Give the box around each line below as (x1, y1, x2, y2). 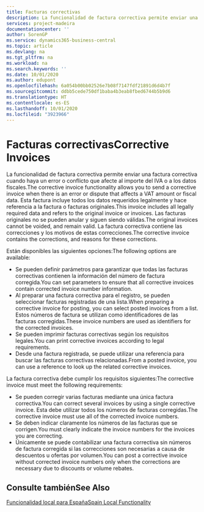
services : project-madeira (6, 20, 75, 26)
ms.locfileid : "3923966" (6, 111, 70, 117)
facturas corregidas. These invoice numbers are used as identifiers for (15, 318, 191, 325)
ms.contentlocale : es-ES (6, 100, 70, 106)
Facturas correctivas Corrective (6, 137, 169, 152)
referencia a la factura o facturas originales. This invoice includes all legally (6, 203, 194, 211)
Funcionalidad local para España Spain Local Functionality (6, 499, 151, 506)
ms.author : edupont (6, 77, 56, 83)
